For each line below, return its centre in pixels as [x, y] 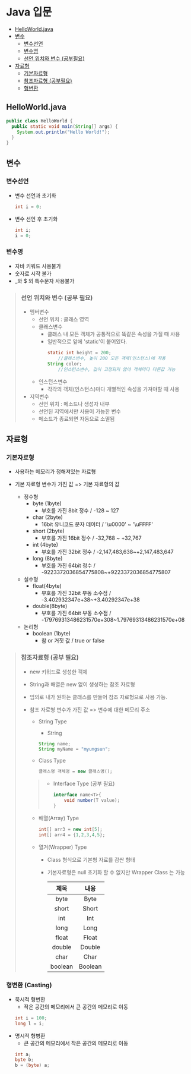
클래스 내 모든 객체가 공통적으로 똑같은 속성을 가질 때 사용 [114, 334]
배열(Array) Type [59, 818]
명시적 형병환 [30, 1035]
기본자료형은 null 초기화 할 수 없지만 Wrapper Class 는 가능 [116, 872]
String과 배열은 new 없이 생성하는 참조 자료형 [82, 684]
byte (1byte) [47, 503]
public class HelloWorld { [39, 121]
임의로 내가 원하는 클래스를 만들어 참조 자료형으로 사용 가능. [98, 697]
